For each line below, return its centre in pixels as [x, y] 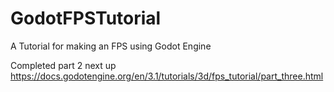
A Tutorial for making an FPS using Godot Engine [111, 46]
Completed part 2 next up [63, 65]
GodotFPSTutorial [86, 18]
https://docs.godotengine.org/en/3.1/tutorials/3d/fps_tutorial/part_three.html [167, 76]
